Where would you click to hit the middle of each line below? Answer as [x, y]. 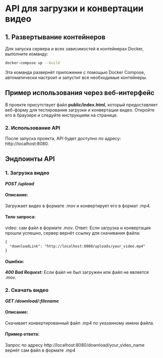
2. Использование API [33, 128]
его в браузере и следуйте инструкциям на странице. [61, 115]
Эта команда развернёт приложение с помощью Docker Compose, [75, 72]
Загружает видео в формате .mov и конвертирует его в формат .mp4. [78, 206]
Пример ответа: [22, 334]
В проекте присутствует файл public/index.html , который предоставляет [81, 105]
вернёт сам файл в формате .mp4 [40, 350]
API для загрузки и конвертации [74, 9]
